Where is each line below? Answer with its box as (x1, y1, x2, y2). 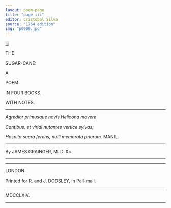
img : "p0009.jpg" (5, 26, 42, 32)
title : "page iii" (5, 12, 44, 17)
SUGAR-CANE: (5, 60, 37, 66)
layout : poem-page (5, 7, 44, 13)
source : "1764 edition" (5, 21, 56, 27)
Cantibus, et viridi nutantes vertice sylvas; (5, 124, 94, 130)
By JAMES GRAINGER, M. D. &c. (5, 148, 73, 155)
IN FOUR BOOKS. (5, 90, 42, 96)
